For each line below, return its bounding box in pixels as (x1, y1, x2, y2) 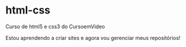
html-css (5, 4, 50, 17)
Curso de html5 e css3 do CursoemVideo (5, 23, 105, 30)
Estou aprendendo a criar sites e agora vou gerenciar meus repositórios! (5, 34, 181, 41)
